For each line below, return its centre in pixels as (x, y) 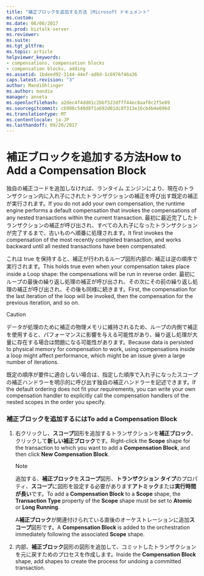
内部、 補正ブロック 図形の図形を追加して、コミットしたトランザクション (106, 547)
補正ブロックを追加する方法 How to (94, 158)
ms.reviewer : (23, 35)
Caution (16, 315)
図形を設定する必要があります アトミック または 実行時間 (127, 486)
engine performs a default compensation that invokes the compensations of (101, 210)
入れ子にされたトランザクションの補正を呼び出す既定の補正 (123, 196)
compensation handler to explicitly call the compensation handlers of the (97, 396)
